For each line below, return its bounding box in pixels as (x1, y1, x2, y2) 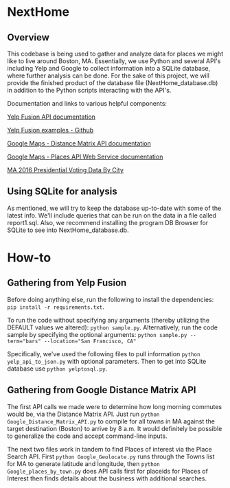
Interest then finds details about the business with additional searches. (7, 474, 207, 483)
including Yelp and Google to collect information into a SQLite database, (7, 65, 211, 72)
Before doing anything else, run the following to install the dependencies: (7, 295, 214, 303)
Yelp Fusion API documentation (7, 113, 96, 121)
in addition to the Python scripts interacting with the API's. (7, 86, 172, 94)
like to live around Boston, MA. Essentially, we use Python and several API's (7, 57, 221, 65)
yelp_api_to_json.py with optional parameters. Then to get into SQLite (7, 357, 207, 365)
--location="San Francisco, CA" (43, 338, 137, 345)
